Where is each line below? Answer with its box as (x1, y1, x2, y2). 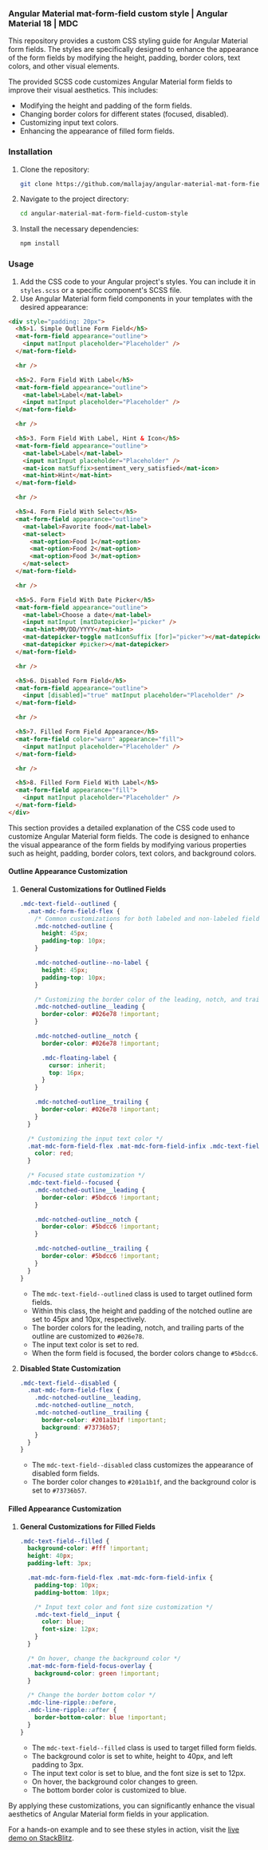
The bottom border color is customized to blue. (31, 1785, 187, 1795)
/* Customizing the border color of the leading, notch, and (34, 995, 242, 1003)
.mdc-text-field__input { (34, 1611, 121, 1619)
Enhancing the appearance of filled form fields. (19, 126, 175, 136)
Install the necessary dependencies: (19, 224, 140, 234)
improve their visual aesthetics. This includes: (8, 85, 159, 95)
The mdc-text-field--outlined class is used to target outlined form (31, 1289, 253, 1299)
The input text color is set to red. (31, 1339, 140, 1349)
